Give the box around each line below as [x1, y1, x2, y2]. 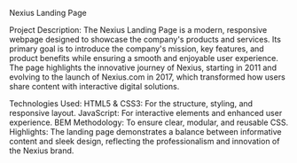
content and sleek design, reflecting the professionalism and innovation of [9, 136, 280, 146]
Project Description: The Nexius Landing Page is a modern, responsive [9, 25, 268, 35]
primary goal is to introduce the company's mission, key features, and [9, 43, 264, 54]
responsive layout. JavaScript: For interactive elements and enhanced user [9, 108, 283, 118]
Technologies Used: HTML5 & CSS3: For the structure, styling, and [9, 98, 254, 109]
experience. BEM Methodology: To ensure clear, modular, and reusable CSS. [9, 117, 289, 128]
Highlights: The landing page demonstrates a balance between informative [9, 127, 282, 136]
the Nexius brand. [9, 145, 74, 156]
